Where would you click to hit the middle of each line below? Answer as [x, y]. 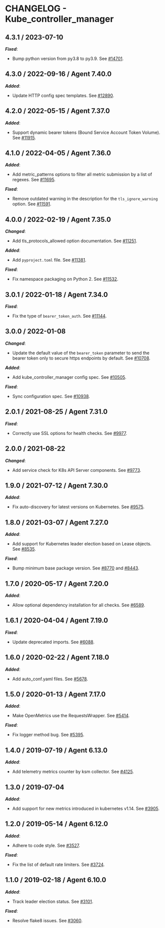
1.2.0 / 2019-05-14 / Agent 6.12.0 [57, 824]
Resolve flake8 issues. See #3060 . [47, 920]
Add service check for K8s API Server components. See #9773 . [77, 470]
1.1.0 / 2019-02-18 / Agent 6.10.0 [56, 880]
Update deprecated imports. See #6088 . [53, 642]
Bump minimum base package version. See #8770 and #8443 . [76, 568]
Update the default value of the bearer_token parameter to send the [81, 353]
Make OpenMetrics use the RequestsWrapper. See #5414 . [71, 716]
